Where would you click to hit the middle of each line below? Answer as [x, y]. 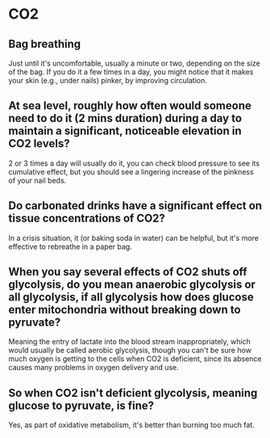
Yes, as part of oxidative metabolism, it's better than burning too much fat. [132, 425]
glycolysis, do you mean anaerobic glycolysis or [132, 285]
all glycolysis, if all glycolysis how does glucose [131, 297]
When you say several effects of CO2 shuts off [128, 272]
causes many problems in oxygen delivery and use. [93, 368]
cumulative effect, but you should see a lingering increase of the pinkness [131, 171]
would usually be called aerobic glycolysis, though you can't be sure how [130, 350]
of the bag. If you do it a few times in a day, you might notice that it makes [131, 72]
